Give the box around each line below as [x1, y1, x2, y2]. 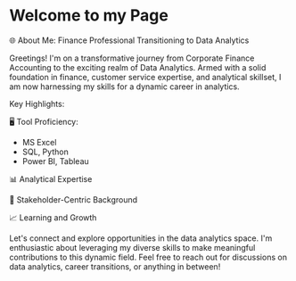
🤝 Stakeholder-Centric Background [9, 194, 138, 205]
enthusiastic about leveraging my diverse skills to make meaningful [9, 242, 256, 252]
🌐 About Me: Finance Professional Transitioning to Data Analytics [9, 35, 250, 45]
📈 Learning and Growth [9, 211, 97, 223]
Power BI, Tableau [21, 155, 89, 166]
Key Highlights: [9, 98, 65, 109]
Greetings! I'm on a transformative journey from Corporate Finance [9, 53, 255, 63]
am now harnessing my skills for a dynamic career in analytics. [9, 81, 240, 92]
